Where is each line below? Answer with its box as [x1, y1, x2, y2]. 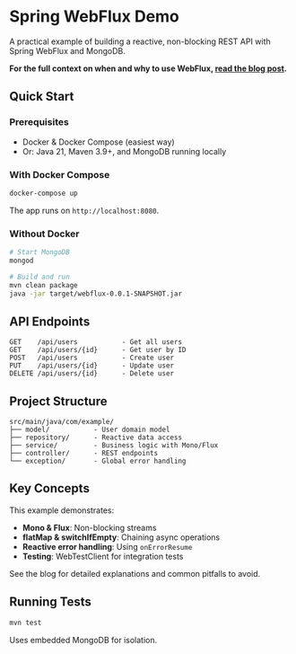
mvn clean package [9, 280, 78, 289]
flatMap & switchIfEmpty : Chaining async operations [22, 532, 221, 543]
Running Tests [9, 595, 91, 610]
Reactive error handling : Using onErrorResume [22, 541, 193, 552]
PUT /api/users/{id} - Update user [9, 361, 175, 370]
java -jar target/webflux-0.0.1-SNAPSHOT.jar [9, 289, 182, 298]
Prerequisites [9, 116, 69, 128]
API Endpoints [9, 314, 91, 329]
